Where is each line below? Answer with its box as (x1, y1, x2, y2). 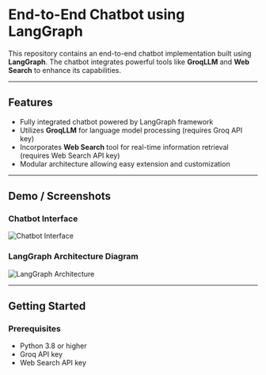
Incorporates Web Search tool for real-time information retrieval (19, 142, 229, 151)
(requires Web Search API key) (19, 151, 120, 160)
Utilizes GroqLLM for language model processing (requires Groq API (19, 125, 243, 135)
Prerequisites (8, 323, 61, 335)
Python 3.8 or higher (19, 341, 87, 350)
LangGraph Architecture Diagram (8, 251, 139, 262)
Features (8, 96, 53, 109)
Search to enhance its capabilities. (8, 65, 121, 75)
